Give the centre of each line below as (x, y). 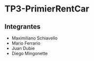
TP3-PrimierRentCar (47, 9)
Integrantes (23, 27)
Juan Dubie (23, 48)
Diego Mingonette (30, 53)
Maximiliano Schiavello (35, 38)
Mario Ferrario (26, 43)
